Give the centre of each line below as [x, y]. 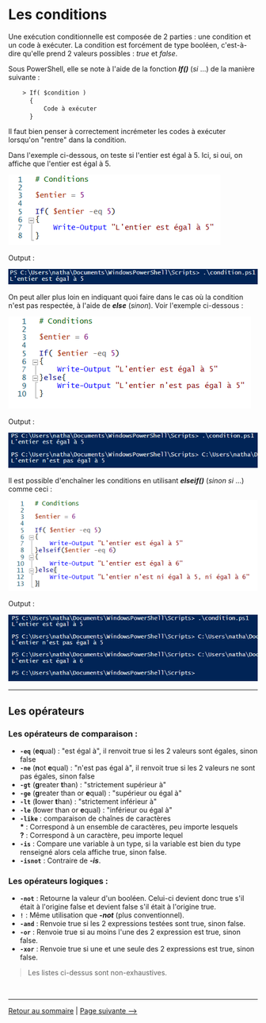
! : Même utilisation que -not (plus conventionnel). [102, 915]
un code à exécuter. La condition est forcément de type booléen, [114, 44]
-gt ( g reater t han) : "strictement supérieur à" [93, 785]
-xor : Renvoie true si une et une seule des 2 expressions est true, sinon [137, 949]
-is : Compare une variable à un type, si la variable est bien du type [130, 844]
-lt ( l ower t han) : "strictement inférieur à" [88, 802]
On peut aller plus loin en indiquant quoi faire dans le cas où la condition [126, 297]
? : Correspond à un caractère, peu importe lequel [101, 835]
